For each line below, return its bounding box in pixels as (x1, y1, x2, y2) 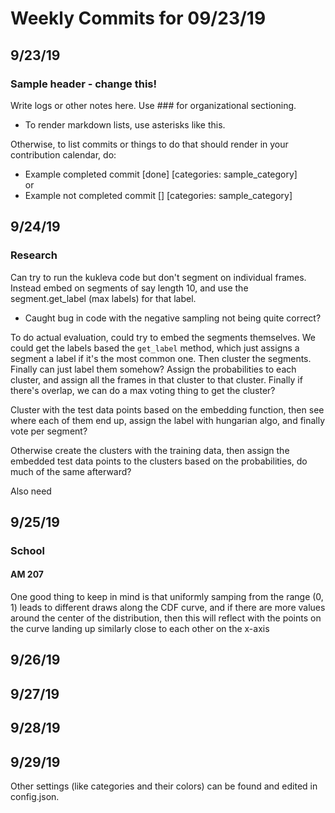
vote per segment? (10, 425, 88, 437)
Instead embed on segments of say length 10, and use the (10, 282, 249, 294)
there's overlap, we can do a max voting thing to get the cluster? (10, 384, 276, 396)
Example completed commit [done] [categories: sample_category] (24, 168, 298, 180)
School (10, 543, 46, 557)
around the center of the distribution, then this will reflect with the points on (10, 612, 322, 624)
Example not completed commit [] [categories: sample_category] (24, 189, 293, 201)
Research (10, 248, 58, 262)
